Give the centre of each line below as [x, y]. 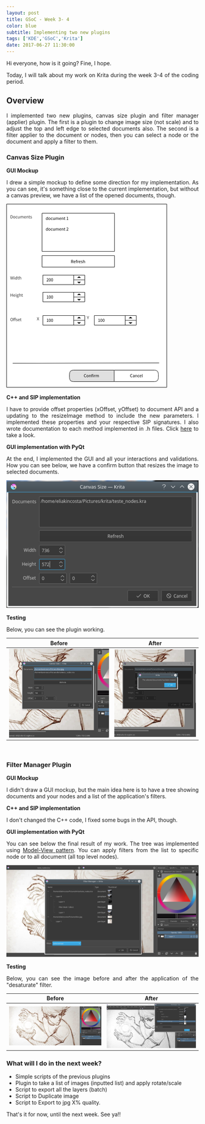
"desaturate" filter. [30, 985]
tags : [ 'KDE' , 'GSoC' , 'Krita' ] [45, 39]
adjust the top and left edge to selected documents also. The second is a [103, 128]
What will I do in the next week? [54, 1064]
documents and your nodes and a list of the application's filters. [86, 797]
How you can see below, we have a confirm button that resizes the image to [103, 465]
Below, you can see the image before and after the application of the [103, 978]
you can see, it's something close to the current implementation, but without [103, 189]
